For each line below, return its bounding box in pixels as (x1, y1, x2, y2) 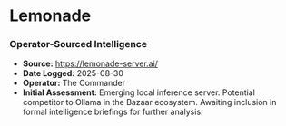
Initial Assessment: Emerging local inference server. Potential (22, 87, 256, 98)
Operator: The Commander (22, 78, 125, 89)
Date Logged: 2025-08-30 (22, 68, 124, 79)
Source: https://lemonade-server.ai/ (22, 58, 159, 69)
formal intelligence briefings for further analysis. (22, 106, 203, 118)
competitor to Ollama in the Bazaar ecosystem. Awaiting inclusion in (22, 97, 277, 108)
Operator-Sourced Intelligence (9, 38, 148, 51)
